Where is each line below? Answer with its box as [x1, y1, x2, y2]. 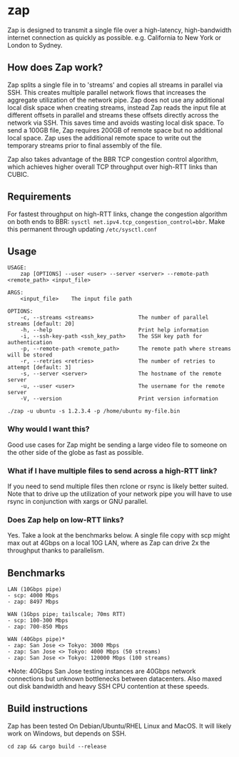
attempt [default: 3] [7, 364, 72, 371]
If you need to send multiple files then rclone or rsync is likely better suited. [7, 482, 229, 490]
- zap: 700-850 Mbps [7, 623, 69, 631]
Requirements [7, 191, 71, 203]
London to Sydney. [7, 41, 63, 49]
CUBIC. [7, 170, 29, 178]
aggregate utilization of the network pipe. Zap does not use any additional [7, 96, 225, 104]
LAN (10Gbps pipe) [7, 586, 62, 593]
